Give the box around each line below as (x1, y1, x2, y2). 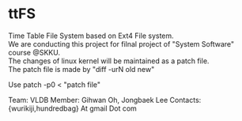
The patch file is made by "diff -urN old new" (8, 64, 155, 74)
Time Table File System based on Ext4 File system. (8, 31, 174, 40)
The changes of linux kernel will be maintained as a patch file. (8, 56, 210, 66)
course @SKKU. (8, 47, 61, 57)
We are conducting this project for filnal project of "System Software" (8, 39, 235, 48)
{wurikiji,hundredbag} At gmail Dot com (8, 104, 137, 113)
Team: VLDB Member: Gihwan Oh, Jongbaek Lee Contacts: (8, 95, 202, 104)
